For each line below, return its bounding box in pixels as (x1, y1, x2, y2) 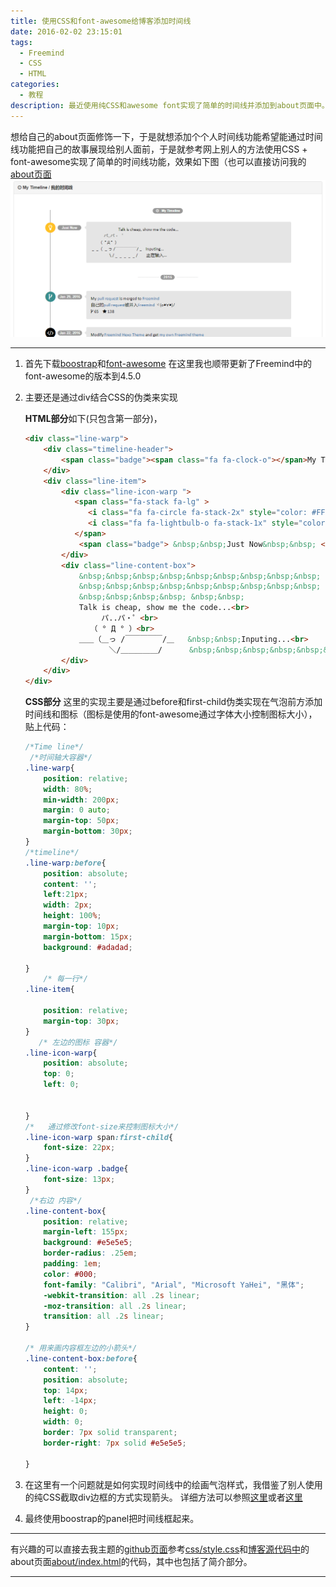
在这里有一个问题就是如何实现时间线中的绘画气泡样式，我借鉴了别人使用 (24, 1478, 323, 1490)
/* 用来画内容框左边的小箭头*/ (24, 1343, 138, 1353)
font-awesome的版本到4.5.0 (24, 370, 142, 382)
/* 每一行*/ (43, 974, 88, 984)
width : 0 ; (43, 1417, 84, 1427)
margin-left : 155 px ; (43, 1227, 129, 1237)
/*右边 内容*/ (29, 1195, 83, 1205)
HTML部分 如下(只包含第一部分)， (24, 413, 163, 425)
